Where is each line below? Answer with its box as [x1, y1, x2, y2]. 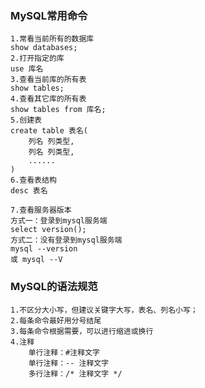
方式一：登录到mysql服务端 [10, 216, 108, 226]
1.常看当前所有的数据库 [10, 34, 95, 44]
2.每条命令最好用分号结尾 [10, 315, 102, 326]
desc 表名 [10, 186, 48, 196]
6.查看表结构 [10, 175, 57, 186]
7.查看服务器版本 [10, 205, 72, 216]
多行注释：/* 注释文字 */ [28, 368, 123, 379]
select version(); [10, 225, 87, 235]
